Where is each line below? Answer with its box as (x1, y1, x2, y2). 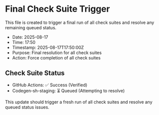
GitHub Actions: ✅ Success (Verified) (12, 82, 88, 88)
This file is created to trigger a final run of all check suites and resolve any (5, 19, 155, 25)
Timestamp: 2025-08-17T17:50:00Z (12, 44, 84, 50)
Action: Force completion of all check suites (12, 55, 101, 60)
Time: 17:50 (12, 39, 36, 45)
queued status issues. (5, 104, 50, 110)
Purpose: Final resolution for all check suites (12, 50, 102, 56)
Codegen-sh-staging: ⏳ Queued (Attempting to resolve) (12, 88, 125, 94)
